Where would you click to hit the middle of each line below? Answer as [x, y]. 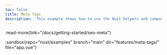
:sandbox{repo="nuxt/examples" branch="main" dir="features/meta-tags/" [83, 42]
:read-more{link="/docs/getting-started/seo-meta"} [58, 33]
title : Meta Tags [23, 14]
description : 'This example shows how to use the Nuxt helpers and [77, 19]
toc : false [16, 10]
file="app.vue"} [21, 48]
